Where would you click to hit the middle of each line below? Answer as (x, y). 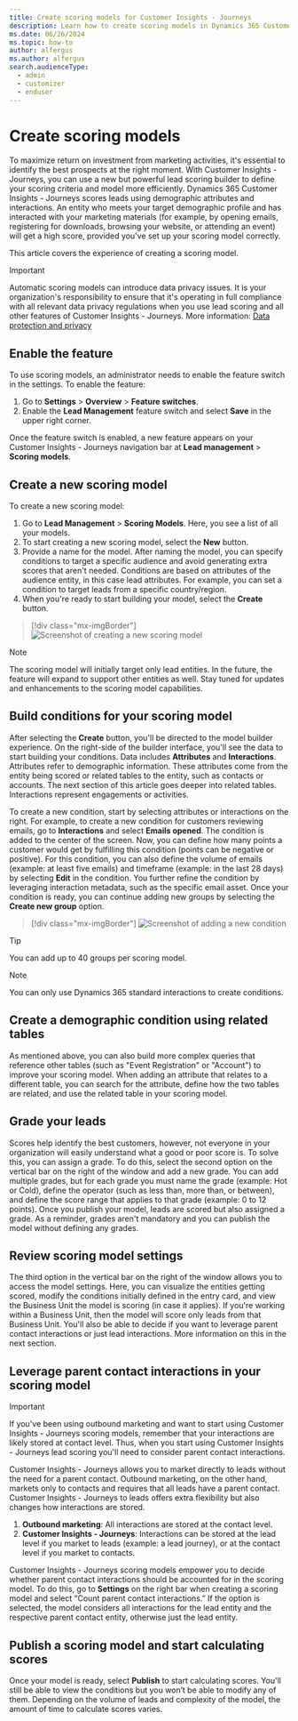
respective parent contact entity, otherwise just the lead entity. (123, 1617)
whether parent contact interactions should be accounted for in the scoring (146, 1580)
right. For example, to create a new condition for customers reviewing (137, 821)
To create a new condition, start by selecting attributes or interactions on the (149, 811)
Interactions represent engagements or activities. (99, 794)
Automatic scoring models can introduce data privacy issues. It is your (138, 288)
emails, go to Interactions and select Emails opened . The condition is (137, 830)
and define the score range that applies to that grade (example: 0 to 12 (138, 1199)
